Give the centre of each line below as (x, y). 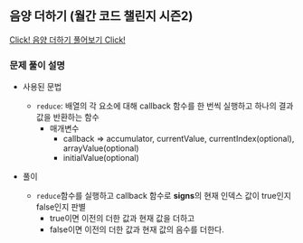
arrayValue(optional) (101, 148)
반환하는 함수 (76, 117)
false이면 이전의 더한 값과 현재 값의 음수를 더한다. (137, 229)
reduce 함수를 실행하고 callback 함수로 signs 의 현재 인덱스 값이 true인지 (164, 196)
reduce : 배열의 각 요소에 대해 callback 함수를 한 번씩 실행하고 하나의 (156, 106)
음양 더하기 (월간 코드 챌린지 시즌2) (101, 16)
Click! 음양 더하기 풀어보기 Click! (68, 40)
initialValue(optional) (101, 158)
